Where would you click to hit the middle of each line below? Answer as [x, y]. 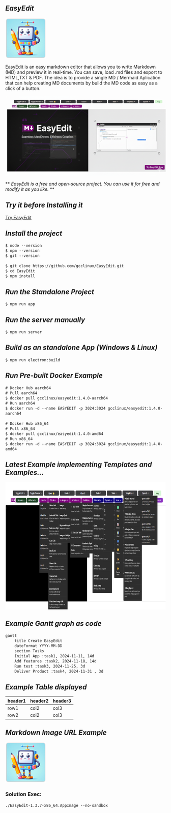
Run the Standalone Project [50, 292]
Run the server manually [45, 320]
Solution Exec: [23, 794]
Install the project [34, 234]
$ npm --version [22, 251]
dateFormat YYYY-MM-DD [38, 646]
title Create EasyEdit [38, 641]
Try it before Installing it [44, 205]
